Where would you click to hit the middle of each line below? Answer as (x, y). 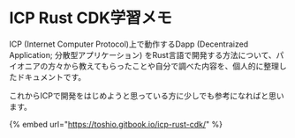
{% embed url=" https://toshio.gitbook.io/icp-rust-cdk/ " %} (116, 124)
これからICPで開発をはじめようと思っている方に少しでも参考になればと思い (147, 95)
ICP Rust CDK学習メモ (91, 18)
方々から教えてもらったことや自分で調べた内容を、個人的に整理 (163, 66)
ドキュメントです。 (51, 76)
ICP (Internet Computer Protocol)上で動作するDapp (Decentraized (129, 44)
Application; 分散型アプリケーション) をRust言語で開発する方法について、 (143, 54)
